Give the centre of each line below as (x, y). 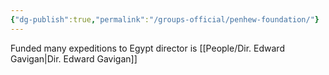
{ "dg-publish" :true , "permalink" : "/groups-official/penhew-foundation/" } (165, 19)
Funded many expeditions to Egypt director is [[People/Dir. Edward (147, 48)
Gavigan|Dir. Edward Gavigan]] (74, 58)
